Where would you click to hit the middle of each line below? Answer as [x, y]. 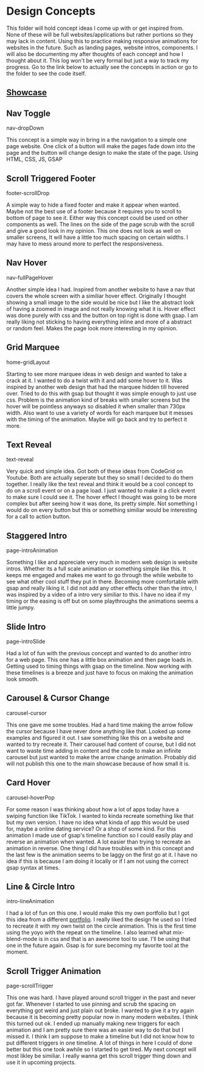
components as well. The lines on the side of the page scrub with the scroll [100, 224]
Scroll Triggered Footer [51, 178]
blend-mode [22, 939]
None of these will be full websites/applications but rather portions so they [100, 34]
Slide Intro [26, 627]
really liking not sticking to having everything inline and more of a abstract [99, 322]
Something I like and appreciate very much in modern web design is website [102, 563]
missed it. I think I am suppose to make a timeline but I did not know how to [100, 1037]
